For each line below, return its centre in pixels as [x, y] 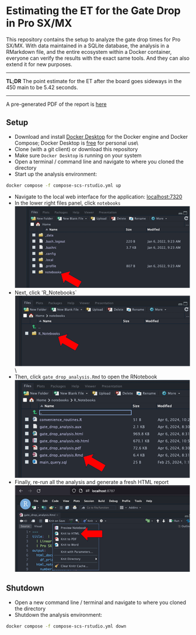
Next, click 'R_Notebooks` [45, 293]
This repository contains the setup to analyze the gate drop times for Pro [93, 39]
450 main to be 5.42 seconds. [42, 87]
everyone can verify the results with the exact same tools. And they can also [98, 58]
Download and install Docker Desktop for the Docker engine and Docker [101, 136]
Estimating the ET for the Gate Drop [93, 11]
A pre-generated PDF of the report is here [56, 104]
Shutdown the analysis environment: [58, 615]
